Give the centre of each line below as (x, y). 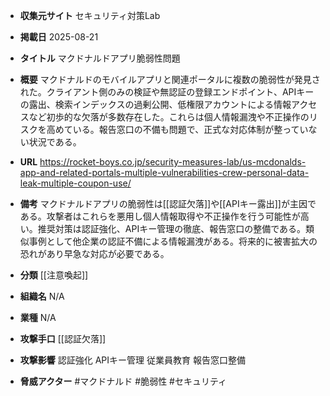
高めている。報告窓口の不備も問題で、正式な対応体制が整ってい (177, 129)
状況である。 (55, 142)
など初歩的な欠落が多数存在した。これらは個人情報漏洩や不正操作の (169, 117)
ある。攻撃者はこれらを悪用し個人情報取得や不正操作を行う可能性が (160, 216)
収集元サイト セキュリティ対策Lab (90, 15)
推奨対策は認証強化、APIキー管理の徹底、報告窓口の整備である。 (172, 228)
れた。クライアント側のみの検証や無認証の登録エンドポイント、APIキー (167, 92)
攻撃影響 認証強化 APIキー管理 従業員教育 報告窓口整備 (132, 360)
